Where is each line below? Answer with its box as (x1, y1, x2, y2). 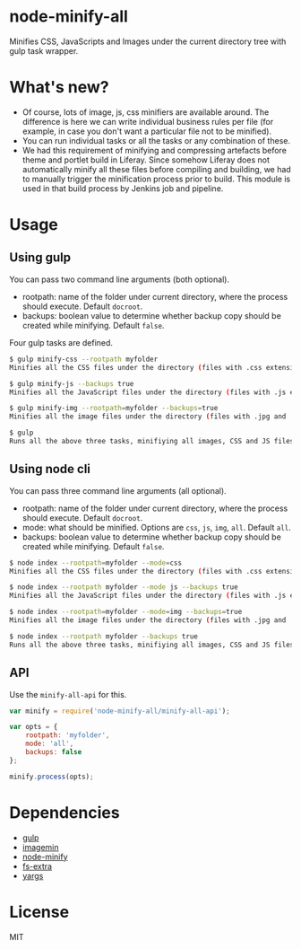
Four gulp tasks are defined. (9, 337, 114, 347)
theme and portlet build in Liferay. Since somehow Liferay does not (21, 154, 271, 165)
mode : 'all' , (25, 739, 74, 749)
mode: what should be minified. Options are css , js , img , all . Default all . (21, 522, 291, 532)
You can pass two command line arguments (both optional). (9, 274, 230, 285)
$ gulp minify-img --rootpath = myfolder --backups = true (9, 404, 219, 413)
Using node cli (9, 461, 91, 477)
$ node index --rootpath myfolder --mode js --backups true (9, 583, 239, 592)
